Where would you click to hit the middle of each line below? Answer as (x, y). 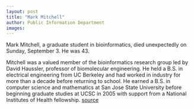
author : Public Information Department (55, 22)
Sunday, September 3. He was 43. (48, 51)
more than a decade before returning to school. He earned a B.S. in (88, 81)
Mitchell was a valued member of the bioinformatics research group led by (97, 62)
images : (16, 28)
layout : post (22, 11)
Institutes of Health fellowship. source (53, 100)
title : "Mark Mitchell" (36, 17)
